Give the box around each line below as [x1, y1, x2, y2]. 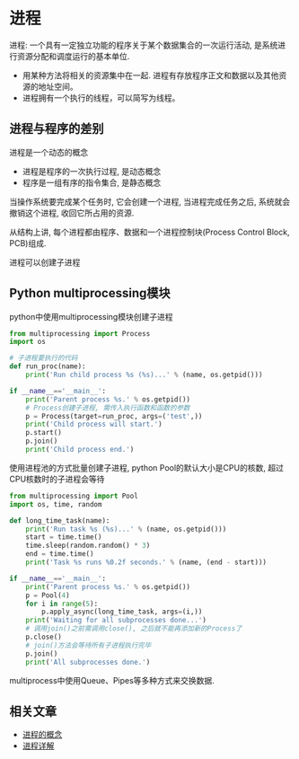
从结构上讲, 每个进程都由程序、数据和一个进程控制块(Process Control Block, [9, 226, 290, 237]
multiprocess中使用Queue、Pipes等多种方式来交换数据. [9, 675, 215, 685]
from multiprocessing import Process [9, 329, 151, 338]
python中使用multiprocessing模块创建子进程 [9, 311, 173, 322]
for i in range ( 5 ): [25, 599, 99, 608]
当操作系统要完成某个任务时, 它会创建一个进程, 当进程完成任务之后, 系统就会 [9, 196, 290, 207]
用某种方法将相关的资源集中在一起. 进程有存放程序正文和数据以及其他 [22, 69, 279, 81]
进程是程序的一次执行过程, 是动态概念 [22, 165, 162, 176]
